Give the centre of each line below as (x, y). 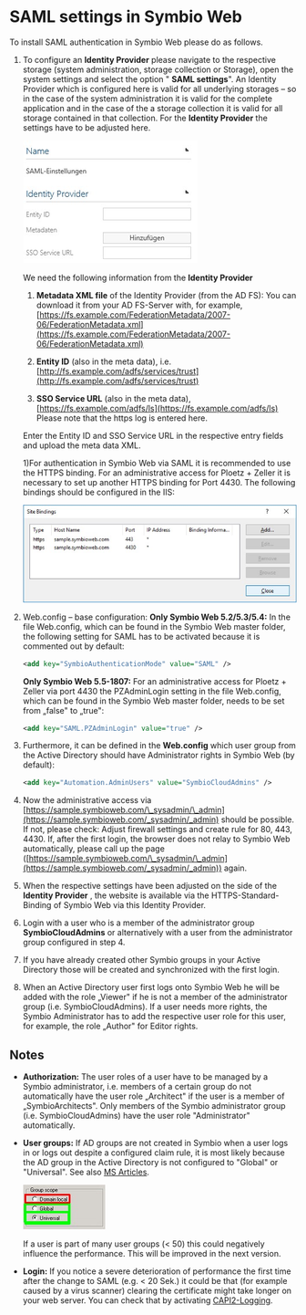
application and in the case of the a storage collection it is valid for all (153, 108)
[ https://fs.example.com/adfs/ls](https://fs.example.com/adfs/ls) (157, 408)
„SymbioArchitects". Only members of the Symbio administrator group (154, 1106)
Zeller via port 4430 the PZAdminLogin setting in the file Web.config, (152, 691)
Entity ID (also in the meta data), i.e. (104, 361)
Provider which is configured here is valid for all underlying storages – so (159, 89)
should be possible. (257, 819)
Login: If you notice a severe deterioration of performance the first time (157, 1271)
